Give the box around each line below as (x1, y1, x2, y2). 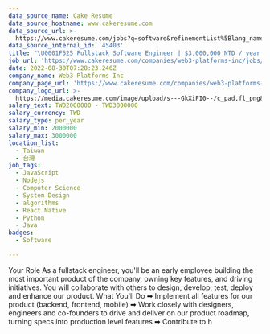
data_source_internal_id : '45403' (8, 42, 125, 50)
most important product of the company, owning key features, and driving (8, 274, 253, 283)
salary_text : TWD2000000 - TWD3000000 (8, 101, 138, 109)
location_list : (8, 138, 59, 147)
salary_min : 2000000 (8, 124, 78, 132)
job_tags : (8, 162, 42, 170)
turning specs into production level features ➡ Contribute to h (8, 316, 213, 326)
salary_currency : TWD (8, 109, 81, 118)
